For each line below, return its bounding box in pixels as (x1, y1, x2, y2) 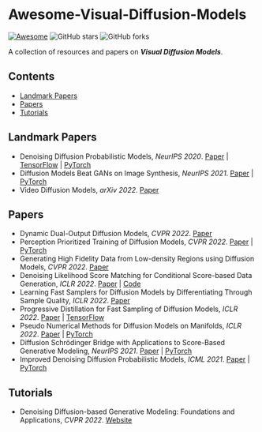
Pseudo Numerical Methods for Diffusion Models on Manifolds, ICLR (19, 321, 242, 331)
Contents (8, 69, 55, 84)
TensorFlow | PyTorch (19, 160, 92, 169)
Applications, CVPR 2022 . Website (19, 415, 133, 425)
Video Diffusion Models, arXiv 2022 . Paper (19, 185, 159, 194)
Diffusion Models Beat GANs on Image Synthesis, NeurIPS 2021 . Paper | (19, 168, 254, 178)
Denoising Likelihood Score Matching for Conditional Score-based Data (19, 271, 253, 280)
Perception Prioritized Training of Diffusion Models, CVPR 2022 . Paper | (19, 237, 254, 246)
